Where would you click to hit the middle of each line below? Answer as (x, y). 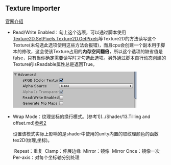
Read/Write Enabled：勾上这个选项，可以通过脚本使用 (69, 32)
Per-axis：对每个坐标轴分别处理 (46, 157)
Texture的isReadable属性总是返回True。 (55, 64)
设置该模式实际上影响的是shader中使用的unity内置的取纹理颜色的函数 (86, 134)
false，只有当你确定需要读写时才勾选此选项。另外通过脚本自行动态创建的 (89, 58)
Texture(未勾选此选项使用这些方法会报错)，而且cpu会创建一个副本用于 (87, 45)
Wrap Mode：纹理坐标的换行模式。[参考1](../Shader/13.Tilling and (81, 116)
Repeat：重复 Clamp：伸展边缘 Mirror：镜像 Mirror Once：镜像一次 (87, 151)
